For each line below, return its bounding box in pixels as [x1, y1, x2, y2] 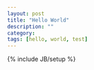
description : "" [7, 23, 54, 30]
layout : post [7, 10, 45, 17]
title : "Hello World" [7, 17, 70, 24]
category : [7, 29, 36, 37]
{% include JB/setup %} [7, 55, 76, 63]
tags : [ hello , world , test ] [7, 36, 88, 43]
